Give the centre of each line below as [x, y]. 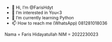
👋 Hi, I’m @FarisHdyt [32, 7]
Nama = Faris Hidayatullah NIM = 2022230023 [51, 34]
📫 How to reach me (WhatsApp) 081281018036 [59, 23]
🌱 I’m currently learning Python [43, 18]
